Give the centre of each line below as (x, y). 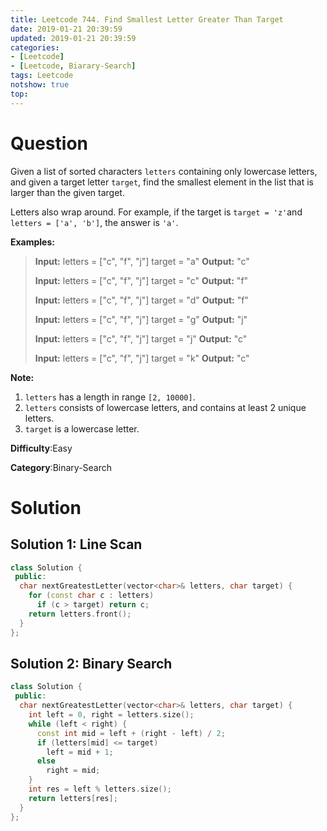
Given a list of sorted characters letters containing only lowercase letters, (164, 171)
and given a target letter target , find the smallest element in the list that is (162, 182)
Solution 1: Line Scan (76, 544)
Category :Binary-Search (61, 467)
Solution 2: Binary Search (91, 663)
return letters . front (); (80, 614)
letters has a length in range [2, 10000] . (110, 397)
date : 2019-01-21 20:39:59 (66, 29)
